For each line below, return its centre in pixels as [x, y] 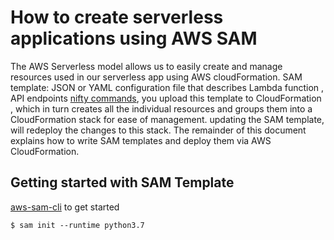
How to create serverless [117, 17]
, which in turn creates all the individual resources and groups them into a [161, 108]
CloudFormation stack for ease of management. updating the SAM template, [167, 119]
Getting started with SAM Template [122, 182]
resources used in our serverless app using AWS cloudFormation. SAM [156, 77]
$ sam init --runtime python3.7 [77, 225]
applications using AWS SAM [134, 38]
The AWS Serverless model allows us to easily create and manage [146, 66]
